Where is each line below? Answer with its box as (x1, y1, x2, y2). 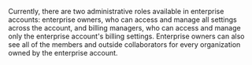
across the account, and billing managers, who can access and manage (8, 23, 242, 32)
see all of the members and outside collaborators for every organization (8, 40, 241, 49)
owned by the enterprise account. (8, 49, 118, 57)
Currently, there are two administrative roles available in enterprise (8, 7, 224, 16)
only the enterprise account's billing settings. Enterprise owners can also (8, 31, 245, 41)
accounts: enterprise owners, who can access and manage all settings (8, 15, 238, 24)
